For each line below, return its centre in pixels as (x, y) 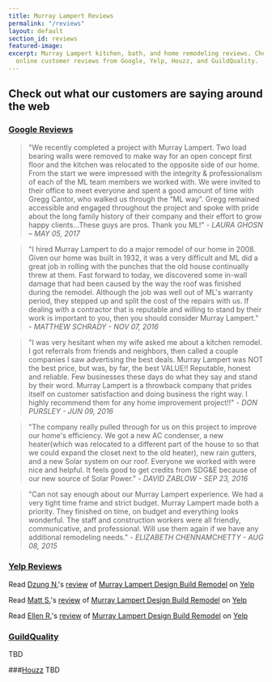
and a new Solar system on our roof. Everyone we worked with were (142, 461)
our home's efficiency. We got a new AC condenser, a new (126, 435)
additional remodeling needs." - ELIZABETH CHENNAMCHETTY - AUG (146, 537)
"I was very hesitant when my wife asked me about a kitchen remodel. (145, 342)
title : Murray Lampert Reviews (61, 16)
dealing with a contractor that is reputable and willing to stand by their (145, 309)
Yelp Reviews (35, 566)
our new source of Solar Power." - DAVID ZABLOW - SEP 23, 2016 (138, 478)
